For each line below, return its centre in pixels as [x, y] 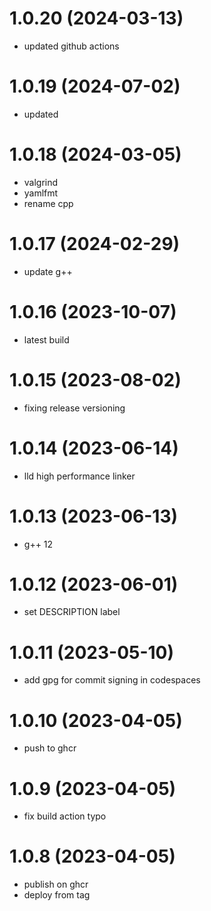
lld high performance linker [79, 476]
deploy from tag [57, 895]
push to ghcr [50, 748]
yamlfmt [41, 193]
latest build [46, 339]
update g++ [48, 271]
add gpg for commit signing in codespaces [112, 680]
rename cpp [48, 203]
